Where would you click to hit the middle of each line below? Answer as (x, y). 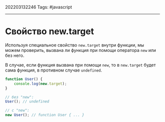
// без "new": (20, 97)
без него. (15, 55)
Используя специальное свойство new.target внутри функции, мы (75, 45)
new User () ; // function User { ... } (45, 115)
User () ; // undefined (27, 102)
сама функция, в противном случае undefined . (54, 70)
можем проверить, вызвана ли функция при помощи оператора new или (81, 50)
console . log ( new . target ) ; (41, 84)
